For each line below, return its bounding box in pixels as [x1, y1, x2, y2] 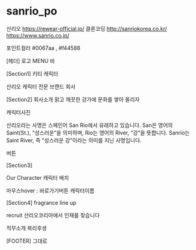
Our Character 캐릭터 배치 [6, 174, 69, 181]
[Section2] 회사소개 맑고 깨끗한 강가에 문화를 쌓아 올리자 [6, 96, 140, 103]
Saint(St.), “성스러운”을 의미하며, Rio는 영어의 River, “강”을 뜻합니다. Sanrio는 [6, 129, 190, 136]
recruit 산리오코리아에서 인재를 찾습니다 [6, 211, 100, 219]
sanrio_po [6, 4, 57, 18]
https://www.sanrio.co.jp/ [6, 31, 70, 39]
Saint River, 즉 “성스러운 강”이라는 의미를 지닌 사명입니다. [6, 136, 142, 143]
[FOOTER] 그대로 [6, 237, 48, 245]
